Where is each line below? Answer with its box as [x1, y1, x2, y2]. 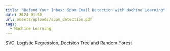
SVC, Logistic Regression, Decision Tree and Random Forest [5, 40, 132, 46]
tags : [5, 21, 17, 27]
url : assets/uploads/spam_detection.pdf [5, 17, 93, 22]
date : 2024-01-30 [5, 12, 42, 17]
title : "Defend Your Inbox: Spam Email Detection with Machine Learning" [5, 7, 166, 13]
